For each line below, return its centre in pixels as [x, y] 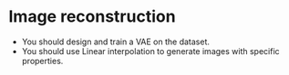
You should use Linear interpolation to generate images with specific [150, 51]
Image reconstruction [92, 17]
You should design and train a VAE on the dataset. [116, 42]
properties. [42, 61]
